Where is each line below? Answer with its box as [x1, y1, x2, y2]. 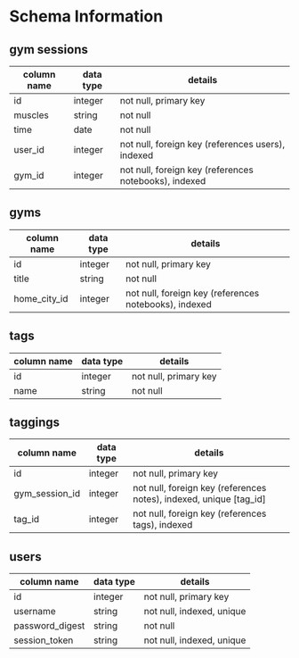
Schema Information [9, 6, 164, 27]
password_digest [13, 620, 85, 632]
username [13, 605, 56, 618]
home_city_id [13, 292, 69, 304]
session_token [13, 634, 74, 646]
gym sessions [9, 42, 89, 57]
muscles [13, 109, 49, 121]
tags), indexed [133, 519, 193, 531]
